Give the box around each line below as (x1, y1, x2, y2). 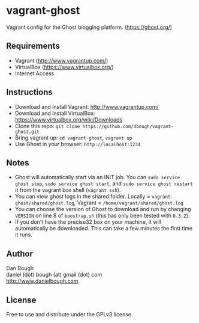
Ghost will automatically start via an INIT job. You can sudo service (14, 174, 180, 181)
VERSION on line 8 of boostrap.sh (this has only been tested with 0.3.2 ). (14, 212, 190, 220)
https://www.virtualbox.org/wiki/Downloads (14, 115, 123, 123)
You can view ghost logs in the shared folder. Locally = (14, 193, 151, 200)
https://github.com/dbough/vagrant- (82, 123, 174, 129)
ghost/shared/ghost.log (14, 200, 75, 206)
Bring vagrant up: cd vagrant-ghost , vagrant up (14, 134, 132, 141)
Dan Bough (6, 265, 34, 272)
